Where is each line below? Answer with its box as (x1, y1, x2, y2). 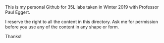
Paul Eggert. (5, 9, 31, 15)
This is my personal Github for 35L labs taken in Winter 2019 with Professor (5, 4, 159, 10)
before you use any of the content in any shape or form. (5, 24, 119, 30)
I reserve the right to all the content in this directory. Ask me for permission (5, 19, 159, 24)
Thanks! (5, 34, 22, 39)
